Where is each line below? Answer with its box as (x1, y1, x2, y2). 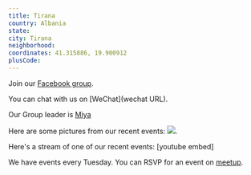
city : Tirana (8, 34, 52, 43)
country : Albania (8, 19, 67, 27)
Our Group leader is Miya (8, 109, 91, 119)
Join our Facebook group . (8, 78, 94, 88)
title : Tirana (8, 11, 56, 20)
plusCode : (8, 57, 42, 65)
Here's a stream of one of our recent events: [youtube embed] (8, 141, 214, 151)
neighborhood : (8, 42, 56, 50)
